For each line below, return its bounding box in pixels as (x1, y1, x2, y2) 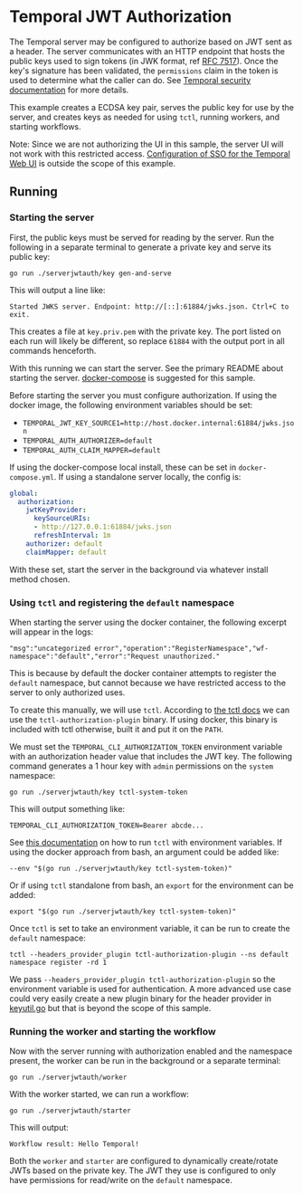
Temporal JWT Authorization (9, 6, 232, 27)
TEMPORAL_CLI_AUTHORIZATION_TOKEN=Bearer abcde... (9, 821, 204, 830)
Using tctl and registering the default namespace (9, 596, 235, 608)
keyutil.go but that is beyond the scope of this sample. (9, 1002, 212, 1013)
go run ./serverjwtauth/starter (9, 1106, 131, 1115)
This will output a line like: (9, 284, 106, 295)
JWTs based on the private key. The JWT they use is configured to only (9, 1165, 277, 1176)
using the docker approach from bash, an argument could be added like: (9, 846, 279, 857)
